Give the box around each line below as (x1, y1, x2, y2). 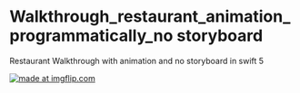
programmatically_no (9, 25, 174, 46)
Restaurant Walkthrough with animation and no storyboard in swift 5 (9, 55, 265, 66)
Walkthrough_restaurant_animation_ (9, 6, 291, 27)
